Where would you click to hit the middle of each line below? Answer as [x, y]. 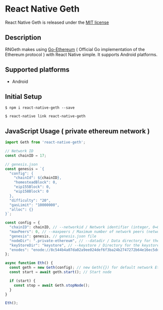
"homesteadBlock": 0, [35, 182]
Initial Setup [24, 96]
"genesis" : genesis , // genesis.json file [53, 236]
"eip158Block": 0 [31, 192]
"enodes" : [19, 250]
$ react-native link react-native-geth [45, 116]
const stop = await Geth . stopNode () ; [52, 285]
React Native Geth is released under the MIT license [57, 22]
